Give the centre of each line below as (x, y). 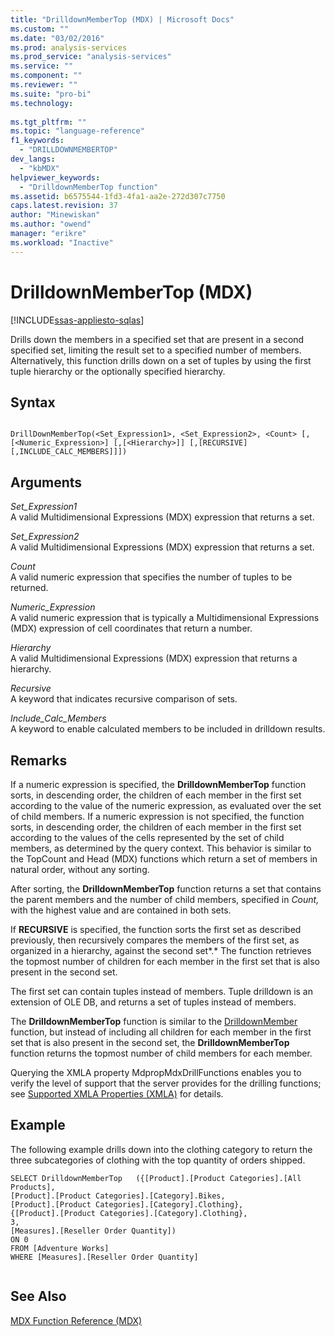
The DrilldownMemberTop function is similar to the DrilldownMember (154, 1021)
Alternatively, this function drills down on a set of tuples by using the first (161, 360)
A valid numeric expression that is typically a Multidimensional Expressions (165, 618)
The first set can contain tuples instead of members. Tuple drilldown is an (161, 991)
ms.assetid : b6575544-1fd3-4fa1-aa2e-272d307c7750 (118, 196)
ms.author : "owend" (51, 224)
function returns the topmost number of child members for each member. (161, 1053)
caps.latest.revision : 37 (64, 206)
